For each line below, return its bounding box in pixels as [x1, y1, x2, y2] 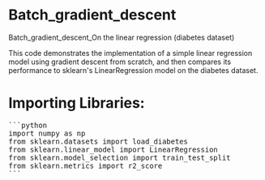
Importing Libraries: [8, 94, 145, 113]
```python [8, 120, 47, 130]
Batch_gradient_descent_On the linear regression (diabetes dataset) [8, 32, 235, 42]
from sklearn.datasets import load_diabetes [8, 136, 189, 146]
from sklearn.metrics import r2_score [8, 161, 163, 170]
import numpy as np [8, 128, 86, 138]
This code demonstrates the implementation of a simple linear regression [8, 48, 253, 58]
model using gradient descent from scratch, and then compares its [8, 57, 232, 66]
